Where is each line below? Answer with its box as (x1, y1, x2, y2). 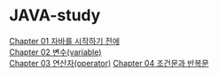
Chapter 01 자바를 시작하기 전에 (9, 35, 121, 46)
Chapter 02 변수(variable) (9, 46, 102, 58)
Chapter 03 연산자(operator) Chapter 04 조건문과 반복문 (9, 58, 210, 68)
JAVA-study (9, 5, 101, 26)
